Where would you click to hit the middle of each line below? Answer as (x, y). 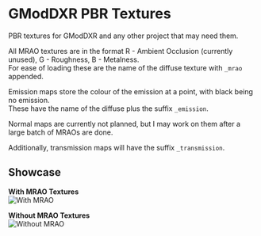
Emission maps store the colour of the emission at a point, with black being (131, 91)
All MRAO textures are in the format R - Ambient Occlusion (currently (121, 51)
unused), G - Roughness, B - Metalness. (74, 59)
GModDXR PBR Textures (90, 14)
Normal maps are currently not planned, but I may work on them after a (124, 124)
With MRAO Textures (44, 192)
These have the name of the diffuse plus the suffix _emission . (108, 108)
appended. (26, 76)
